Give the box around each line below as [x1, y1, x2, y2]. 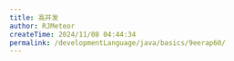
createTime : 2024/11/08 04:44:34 [9, 30, 137, 39]
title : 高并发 [9, 13, 59, 22]
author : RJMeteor [9, 22, 76, 30]
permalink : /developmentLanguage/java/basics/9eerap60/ [9, 38, 226, 48]
